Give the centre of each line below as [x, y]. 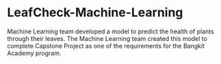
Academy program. [34, 53]
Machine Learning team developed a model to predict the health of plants [110, 31]
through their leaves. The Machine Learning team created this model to [107, 38]
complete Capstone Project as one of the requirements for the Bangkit [106, 46]
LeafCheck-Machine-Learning [95, 13]
